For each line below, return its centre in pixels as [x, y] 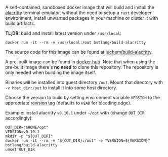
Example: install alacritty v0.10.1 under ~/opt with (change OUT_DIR [75, 113]
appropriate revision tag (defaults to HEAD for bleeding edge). [68, 103]
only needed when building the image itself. [51, 72]
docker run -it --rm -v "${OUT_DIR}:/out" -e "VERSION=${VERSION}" [78, 141]
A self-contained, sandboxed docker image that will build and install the [80, 7]
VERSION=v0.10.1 [22, 132]
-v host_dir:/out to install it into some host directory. [61, 88]
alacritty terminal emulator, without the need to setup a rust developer [78, 13]
